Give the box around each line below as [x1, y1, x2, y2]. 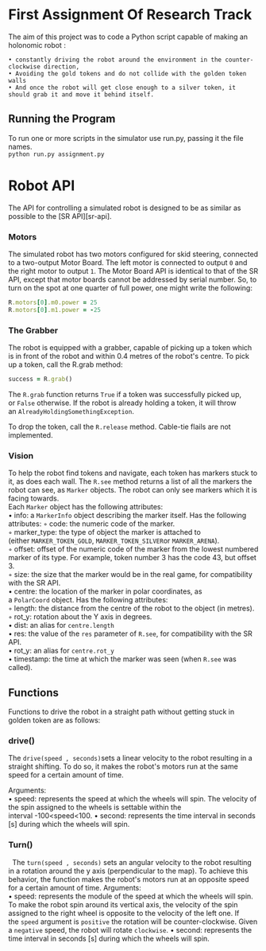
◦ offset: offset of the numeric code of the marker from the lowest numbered [8, 544, 259, 554]
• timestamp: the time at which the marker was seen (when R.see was [8, 654, 237, 664]
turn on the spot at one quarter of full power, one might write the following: [8, 283, 253, 292]
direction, [43, 62, 80, 71]
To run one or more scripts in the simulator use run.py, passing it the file [8, 133, 244, 142]
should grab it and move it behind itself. [8, 90, 155, 99]
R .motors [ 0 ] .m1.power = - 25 [8, 306, 102, 314]
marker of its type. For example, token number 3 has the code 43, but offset [8, 553, 256, 563]
